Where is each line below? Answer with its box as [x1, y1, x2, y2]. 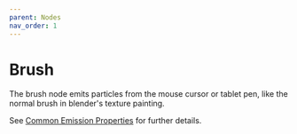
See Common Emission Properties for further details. [9, 115, 202, 126]
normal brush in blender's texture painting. [9, 99, 166, 109]
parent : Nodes [9, 12, 62, 22]
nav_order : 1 [9, 21, 58, 30]
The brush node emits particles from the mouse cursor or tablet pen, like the [9, 89, 288, 99]
